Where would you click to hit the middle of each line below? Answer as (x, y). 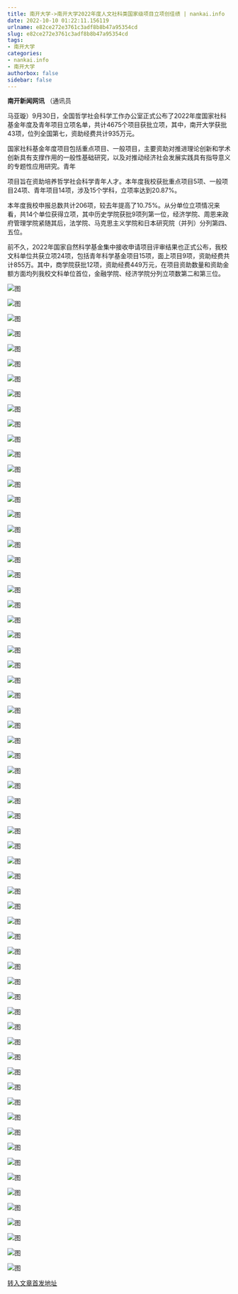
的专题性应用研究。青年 (41, 167)
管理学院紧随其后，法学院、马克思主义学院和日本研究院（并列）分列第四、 (122, 223)
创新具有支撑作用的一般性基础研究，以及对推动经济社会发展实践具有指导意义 (119, 157)
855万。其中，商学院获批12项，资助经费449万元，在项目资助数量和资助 (118, 265)
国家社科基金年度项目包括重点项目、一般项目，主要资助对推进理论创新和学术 (119, 149)
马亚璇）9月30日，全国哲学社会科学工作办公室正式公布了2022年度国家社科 (117, 116)
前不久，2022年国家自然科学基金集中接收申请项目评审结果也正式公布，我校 (118, 247)
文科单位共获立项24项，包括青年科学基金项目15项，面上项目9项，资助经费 (116, 256)
